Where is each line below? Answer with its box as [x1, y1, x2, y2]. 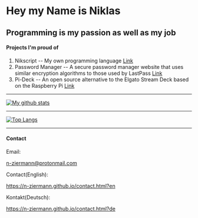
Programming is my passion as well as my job [6, 28, 176, 38]
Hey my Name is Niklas [6, 4, 121, 18]
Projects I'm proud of [6, 44, 59, 51]
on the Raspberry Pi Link [14, 82, 75, 89]
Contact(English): [6, 171, 48, 178]
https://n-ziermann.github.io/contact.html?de [6, 205, 116, 212]
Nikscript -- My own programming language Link [14, 57, 134, 64]
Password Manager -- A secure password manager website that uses [14, 63, 184, 70]
